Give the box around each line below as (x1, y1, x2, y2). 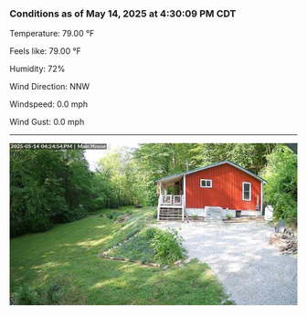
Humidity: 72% (9, 63, 66, 75)
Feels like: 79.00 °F (9, 46, 82, 57)
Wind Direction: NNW (9, 81, 90, 92)
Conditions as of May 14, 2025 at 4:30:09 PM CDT (9, 7, 237, 20)
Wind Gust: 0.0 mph (9, 117, 85, 128)
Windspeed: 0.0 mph (9, 99, 89, 110)
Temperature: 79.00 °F (9, 28, 95, 39)
